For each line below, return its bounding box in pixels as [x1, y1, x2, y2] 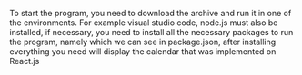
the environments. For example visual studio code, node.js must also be [9, 17, 278, 28]
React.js [9, 56, 40, 66]
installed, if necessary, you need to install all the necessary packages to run [9, 27, 294, 37]
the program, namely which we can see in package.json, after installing [9, 36, 277, 47]
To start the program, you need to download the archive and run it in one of [9, 8, 292, 18]
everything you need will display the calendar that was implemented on [9, 46, 277, 57]
